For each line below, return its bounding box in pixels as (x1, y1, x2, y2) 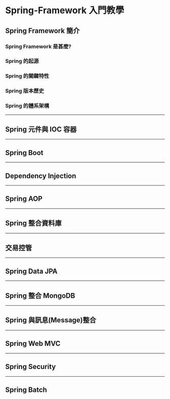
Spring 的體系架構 (5, 102, 50, 110)
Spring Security (5, 362, 56, 371)
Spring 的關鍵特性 (5, 72, 50, 80)
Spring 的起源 (5, 58, 39, 65)
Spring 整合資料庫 (5, 219, 62, 228)
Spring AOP (5, 195, 43, 203)
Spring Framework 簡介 (5, 26, 80, 35)
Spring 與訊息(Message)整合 (5, 316, 97, 324)
